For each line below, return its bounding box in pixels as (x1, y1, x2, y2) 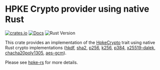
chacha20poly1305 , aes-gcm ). (5, 50, 67, 56)
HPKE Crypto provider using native (5, 3, 150, 15)
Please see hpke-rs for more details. (5, 59, 78, 65)
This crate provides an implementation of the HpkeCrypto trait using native (5, 39, 155, 45)
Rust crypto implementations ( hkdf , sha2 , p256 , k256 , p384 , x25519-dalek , (5, 45, 156, 50)
